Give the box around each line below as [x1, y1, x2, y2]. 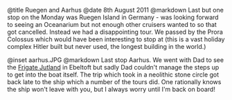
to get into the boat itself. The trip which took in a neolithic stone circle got [7, 70, 220, 79]
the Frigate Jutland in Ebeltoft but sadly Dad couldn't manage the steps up [7, 63, 220, 71]
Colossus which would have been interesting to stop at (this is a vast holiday [7, 35, 225, 43]
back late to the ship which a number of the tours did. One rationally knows [7, 78, 222, 86]
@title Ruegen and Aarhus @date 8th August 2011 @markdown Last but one [7, 6, 224, 14]
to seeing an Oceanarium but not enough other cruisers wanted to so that [7, 21, 217, 28]
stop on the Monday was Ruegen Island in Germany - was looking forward [7, 13, 220, 21]
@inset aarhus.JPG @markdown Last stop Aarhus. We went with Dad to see [7, 56, 224, 64]
